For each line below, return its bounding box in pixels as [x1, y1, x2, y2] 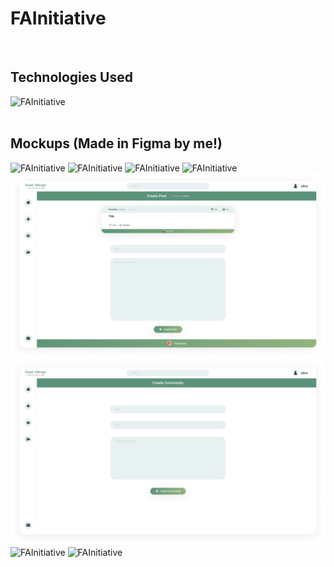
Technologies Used [10, 69, 133, 86]
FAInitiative [10, 7, 107, 30]
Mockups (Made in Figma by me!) [10, 135, 223, 152]
